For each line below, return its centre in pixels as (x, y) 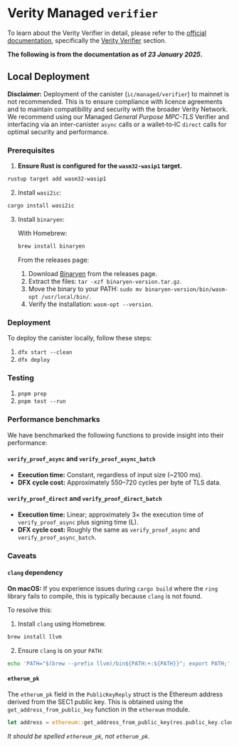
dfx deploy (34, 360)
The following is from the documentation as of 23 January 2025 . (105, 54)
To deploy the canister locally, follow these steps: (80, 337)
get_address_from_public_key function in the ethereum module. (99, 710)
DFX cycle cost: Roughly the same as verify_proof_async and (109, 529)
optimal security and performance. (58, 132)
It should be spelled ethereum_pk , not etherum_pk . (79, 736)
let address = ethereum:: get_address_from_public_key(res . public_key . (114, 723)
